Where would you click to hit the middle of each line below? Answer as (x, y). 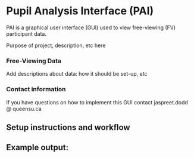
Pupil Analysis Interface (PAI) (80, 11)
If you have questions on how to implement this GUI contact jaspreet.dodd (97, 102)
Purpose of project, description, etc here (56, 45)
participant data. (26, 33)
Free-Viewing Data (34, 61)
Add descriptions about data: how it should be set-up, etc (77, 74)
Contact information (36, 89)
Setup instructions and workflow (68, 127)
